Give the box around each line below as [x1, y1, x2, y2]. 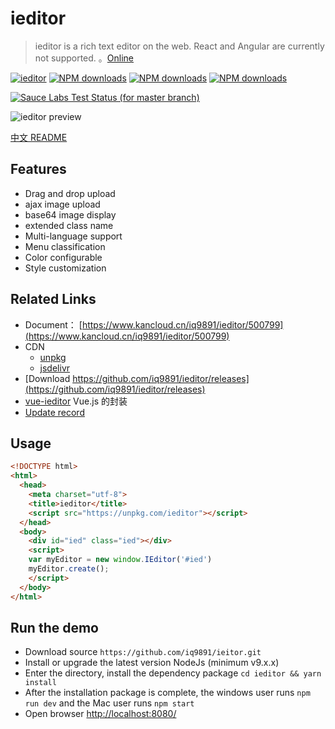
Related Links [10, 291, 97, 308]
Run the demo [10, 619, 100, 636]
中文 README [10, 131, 68, 143]
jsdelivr [39, 362, 71, 374]
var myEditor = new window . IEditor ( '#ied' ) [28, 555, 213, 565]
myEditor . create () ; [28, 564, 110, 574]
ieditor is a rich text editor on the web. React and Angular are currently [34, 40, 325, 52]
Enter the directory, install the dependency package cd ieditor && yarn [24, 667, 322, 679]
